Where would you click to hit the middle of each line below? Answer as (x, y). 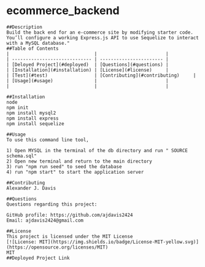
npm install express (33, 118)
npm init (17, 107)
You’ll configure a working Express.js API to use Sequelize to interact (103, 37)
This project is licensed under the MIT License (70, 236)
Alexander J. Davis (31, 188)
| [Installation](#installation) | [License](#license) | (87, 70)
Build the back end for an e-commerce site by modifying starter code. (100, 32)
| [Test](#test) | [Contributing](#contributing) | (101, 75)
